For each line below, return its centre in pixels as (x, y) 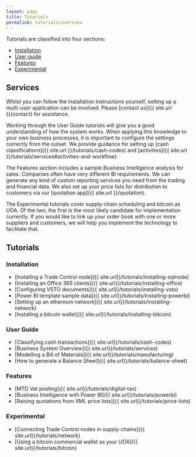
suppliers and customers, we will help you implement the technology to (92, 223)
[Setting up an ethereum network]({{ (59, 302)
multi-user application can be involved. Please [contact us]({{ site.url (89, 108)
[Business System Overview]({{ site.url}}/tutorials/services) (86, 349)
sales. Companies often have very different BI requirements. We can (88, 174)
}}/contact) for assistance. (38, 114)
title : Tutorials (27, 17)
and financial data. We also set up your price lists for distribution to (87, 187)
